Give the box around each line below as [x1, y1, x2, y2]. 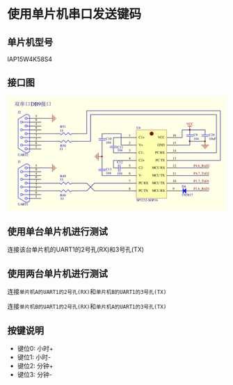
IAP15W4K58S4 [7, 55, 53, 63]
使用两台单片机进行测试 [7, 268, 108, 279]
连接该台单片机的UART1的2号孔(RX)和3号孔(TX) [7, 245, 145, 254]
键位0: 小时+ [17, 345, 54, 353]
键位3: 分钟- [17, 370, 52, 379]
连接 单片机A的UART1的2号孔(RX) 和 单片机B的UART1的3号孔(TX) [7, 288, 167, 296]
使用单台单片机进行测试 [7, 226, 108, 238]
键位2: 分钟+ [17, 362, 54, 370]
